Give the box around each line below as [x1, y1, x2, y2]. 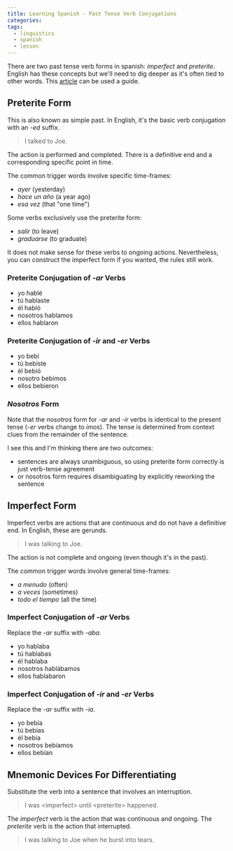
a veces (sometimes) [17, 588, 78, 596]
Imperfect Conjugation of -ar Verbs [7, 612, 130, 622]
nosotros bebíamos [17, 741, 73, 749]
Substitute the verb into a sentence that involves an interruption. [7, 787, 192, 796]
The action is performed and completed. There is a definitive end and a [7, 150, 213, 158]
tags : [7, 23, 23, 30]
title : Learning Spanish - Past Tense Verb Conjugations [7, 10, 177, 18]
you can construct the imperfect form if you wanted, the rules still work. [7, 255, 214, 263]
